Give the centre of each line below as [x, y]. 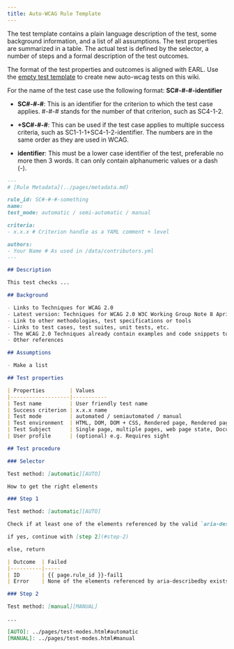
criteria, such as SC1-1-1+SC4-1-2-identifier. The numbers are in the [115, 132]
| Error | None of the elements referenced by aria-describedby [107, 581]
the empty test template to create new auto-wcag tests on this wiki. [104, 77]
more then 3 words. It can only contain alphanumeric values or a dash [117, 161]
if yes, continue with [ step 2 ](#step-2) [68, 537]
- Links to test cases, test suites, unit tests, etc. [88, 327]
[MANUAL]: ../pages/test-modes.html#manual [71, 638]
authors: [20, 244]
